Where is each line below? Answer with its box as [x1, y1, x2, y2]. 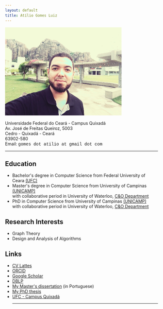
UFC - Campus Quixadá [12, 293, 60, 299]
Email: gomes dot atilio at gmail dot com [5, 141, 103, 147]
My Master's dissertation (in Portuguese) [12, 283, 94, 289]
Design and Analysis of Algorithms [12, 236, 81, 241]
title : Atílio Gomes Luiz [5, 13, 57, 18]
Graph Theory [12, 231, 40, 237]
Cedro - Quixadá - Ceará [5, 130, 55, 136]
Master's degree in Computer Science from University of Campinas [12, 183, 147, 189]
